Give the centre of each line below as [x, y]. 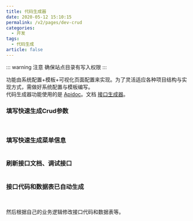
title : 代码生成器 [26, 11]
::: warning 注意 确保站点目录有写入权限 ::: [56, 67]
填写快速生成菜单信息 [36, 140]
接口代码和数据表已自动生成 [45, 186]
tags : [13, 39]
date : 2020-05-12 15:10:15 [39, 17]
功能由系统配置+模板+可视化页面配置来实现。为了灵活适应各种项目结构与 [94, 79]
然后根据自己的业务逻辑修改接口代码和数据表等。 [65, 212]
